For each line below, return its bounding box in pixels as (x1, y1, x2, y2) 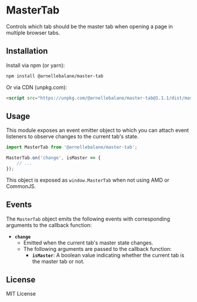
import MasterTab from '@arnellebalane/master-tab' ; (6, 144, 138, 150)
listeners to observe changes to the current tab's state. (6, 133, 139, 140)
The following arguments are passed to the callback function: (23, 245, 172, 252)
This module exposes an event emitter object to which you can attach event (6, 127, 189, 134)
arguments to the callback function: (6, 221, 92, 229)
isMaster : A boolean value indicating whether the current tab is (32, 252, 185, 259)
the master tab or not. (32, 257, 85, 264)
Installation (6, 46, 48, 56)
